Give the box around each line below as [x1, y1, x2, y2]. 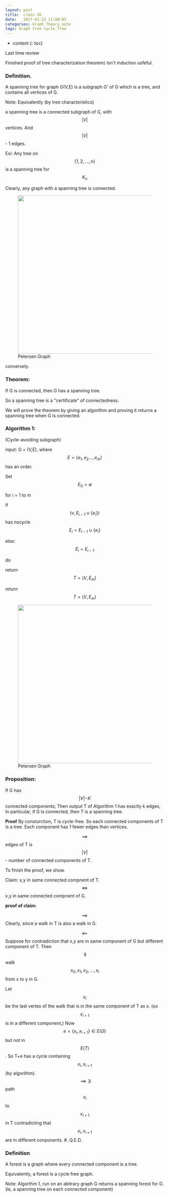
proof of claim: [5, 903, 37, 909]
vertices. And [5, 125, 33, 131]
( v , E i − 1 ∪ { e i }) [70, 510, 100, 517]
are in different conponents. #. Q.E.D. [5, 1137, 82, 1143]
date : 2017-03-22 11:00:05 [5, 17, 67, 22]
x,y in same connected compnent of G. [5, 892, 86, 899]
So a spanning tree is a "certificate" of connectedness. [5, 397, 120, 403]
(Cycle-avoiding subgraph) [5, 436, 62, 442]
